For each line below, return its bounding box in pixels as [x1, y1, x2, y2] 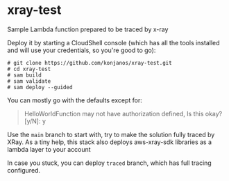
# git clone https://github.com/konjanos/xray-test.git [7, 59, 172, 66]
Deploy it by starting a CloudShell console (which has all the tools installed [7, 38, 220, 47]
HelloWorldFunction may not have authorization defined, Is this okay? [24, 109, 223, 118]
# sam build [7, 72, 42, 79]
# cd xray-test [7, 65, 51, 72]
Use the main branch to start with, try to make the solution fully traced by [7, 130, 215, 139]
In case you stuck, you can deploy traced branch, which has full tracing [7, 159, 212, 167]
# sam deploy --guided [7, 84, 73, 90]
